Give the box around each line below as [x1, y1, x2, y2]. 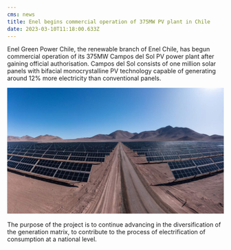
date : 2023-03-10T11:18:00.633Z [7, 25, 100, 32]
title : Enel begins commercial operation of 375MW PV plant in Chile [7, 18, 211, 25]
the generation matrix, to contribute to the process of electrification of [7, 228, 206, 236]
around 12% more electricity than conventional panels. [7, 74, 162, 82]
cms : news [7, 11, 36, 18]
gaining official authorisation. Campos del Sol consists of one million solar [7, 60, 217, 68]
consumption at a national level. [7, 235, 98, 243]
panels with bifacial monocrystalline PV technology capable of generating [7, 67, 217, 75]
